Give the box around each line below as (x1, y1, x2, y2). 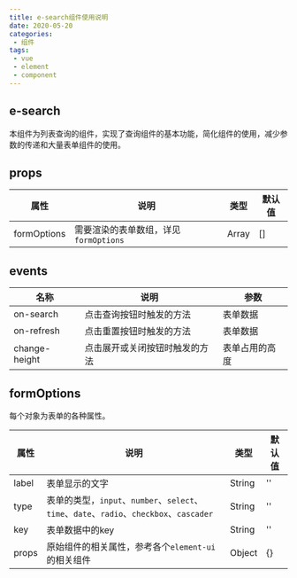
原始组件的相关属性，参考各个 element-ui (46, 541, 217, 552)
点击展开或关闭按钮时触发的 (84, 342, 201, 355)
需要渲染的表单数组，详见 (73, 223, 181, 236)
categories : (9, 29, 53, 38)
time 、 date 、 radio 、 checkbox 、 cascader (46, 507, 214, 519)
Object (229, 547, 258, 558)
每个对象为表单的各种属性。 (9, 410, 110, 421)
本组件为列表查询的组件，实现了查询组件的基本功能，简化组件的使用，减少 (9, 128, 280, 138)
